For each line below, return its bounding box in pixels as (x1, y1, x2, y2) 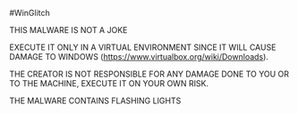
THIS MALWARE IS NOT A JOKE (9, 25, 128, 35)
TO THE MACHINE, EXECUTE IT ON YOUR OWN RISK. (9, 78, 209, 88)
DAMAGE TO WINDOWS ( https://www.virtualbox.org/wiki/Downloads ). (9, 52, 268, 61)
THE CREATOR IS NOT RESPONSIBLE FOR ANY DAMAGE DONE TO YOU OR (9, 69, 289, 79)
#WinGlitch (9, 8, 51, 18)
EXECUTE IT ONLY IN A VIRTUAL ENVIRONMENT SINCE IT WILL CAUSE (9, 42, 277, 52)
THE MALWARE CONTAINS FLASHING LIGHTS (9, 95, 182, 106)
